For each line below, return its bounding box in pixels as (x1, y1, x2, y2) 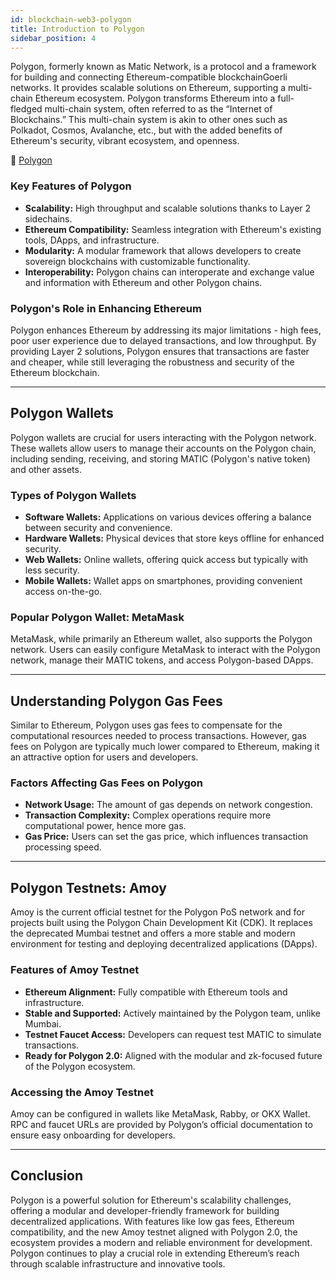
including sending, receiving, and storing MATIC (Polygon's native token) (10, 452, 311, 465)
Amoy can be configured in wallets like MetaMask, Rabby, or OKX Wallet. (10, 1107, 311, 1120)
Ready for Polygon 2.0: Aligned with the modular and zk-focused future (24, 1049, 323, 1061)
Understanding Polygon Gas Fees (10, 692, 223, 710)
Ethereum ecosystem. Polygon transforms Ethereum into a (34, 92, 276, 105)
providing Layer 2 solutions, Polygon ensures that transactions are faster (10, 345, 310, 357)
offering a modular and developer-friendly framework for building (10, 1204, 280, 1216)
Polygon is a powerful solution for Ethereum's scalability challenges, (10, 1194, 292, 1206)
